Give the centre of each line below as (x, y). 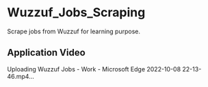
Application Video (46, 53)
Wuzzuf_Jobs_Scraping (76, 13)
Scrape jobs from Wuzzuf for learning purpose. (74, 31)
